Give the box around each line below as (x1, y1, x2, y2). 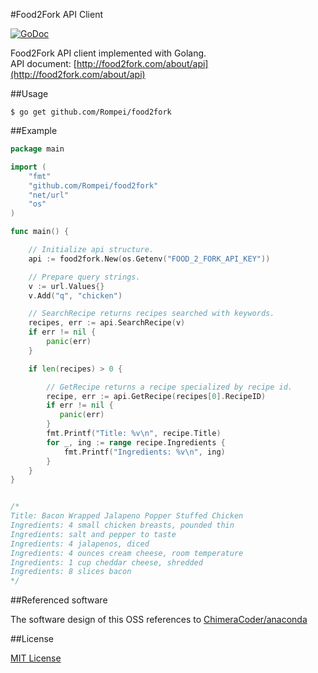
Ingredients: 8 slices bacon (10, 567, 132, 577)
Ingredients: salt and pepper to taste (10, 529, 177, 539)
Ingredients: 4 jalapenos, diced (10, 539, 150, 549)
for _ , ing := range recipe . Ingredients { (46, 437, 226, 448)
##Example (10, 125, 58, 136)
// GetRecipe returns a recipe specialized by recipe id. (46, 382, 293, 392)
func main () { (10, 227, 70, 237)
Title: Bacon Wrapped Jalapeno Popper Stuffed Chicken (10, 511, 244, 521)
